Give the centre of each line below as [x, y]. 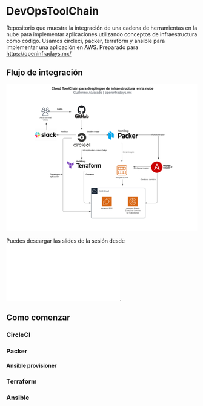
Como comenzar [38, 318]
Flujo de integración [45, 73]
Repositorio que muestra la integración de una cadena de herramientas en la [102, 28]
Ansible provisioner [32, 365]
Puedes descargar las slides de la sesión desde [66, 241]
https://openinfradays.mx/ [39, 53]
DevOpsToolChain [52, 11]
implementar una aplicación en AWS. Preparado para [72, 47]
